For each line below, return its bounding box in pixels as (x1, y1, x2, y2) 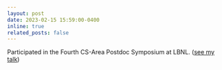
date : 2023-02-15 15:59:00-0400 (7, 16, 100, 23)
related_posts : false (7, 29, 69, 36)
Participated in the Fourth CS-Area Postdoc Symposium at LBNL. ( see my (7, 48, 215, 56)
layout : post (7, 10, 45, 17)
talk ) (7, 56, 20, 64)
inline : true (7, 23, 45, 30)
